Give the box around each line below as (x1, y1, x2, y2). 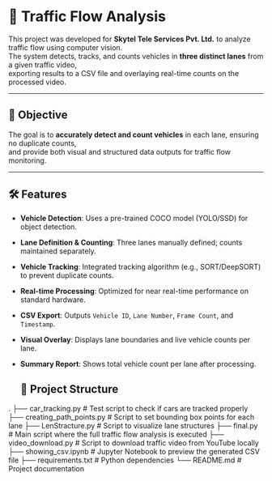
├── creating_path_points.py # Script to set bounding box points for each (8, 412, 255, 422)
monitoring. (8, 155, 47, 165)
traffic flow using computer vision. (8, 42, 123, 52)
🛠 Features (8, 188, 67, 202)
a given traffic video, (8, 60, 78, 70)
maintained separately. (19, 246, 97, 256)
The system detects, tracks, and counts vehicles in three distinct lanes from (8, 51, 264, 61)
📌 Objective (8, 109, 68, 122)
